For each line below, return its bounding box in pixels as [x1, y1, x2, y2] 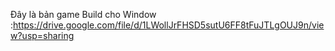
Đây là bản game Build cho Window [10, 9, 157, 20]
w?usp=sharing [10, 30, 75, 41]
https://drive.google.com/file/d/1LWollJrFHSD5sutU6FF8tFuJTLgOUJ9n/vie [13, 19, 325, 31]
